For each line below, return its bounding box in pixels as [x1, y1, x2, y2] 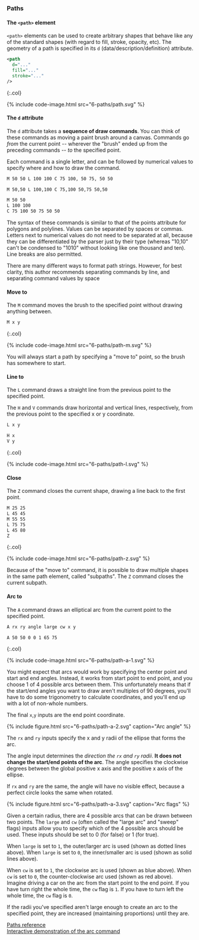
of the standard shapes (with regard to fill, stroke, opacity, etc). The [7, 39, 172, 46]
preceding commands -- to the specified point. [7, 146, 121, 153]
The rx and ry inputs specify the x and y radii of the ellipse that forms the [7, 734, 186, 741]
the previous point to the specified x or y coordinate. [7, 410, 135, 417]
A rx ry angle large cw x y [7, 624, 76, 630]
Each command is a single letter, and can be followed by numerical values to [7, 158, 194, 165]
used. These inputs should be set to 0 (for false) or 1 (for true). [7, 831, 159, 838]
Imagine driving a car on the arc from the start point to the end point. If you [7, 879, 190, 886]
